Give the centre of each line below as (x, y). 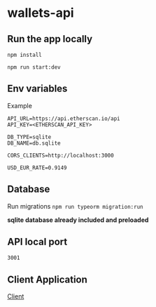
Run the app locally (50, 39)
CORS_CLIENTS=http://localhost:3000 (61, 155)
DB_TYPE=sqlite (29, 137)
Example (20, 105)
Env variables (37, 89)
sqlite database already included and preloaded (78, 220)
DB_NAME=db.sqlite (34, 143)
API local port (37, 242)
